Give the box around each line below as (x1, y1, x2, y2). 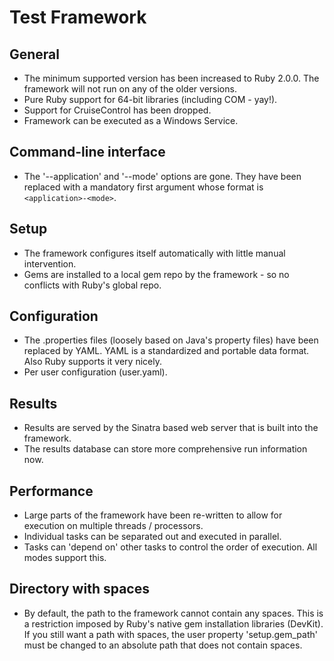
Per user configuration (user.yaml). (23, 366, 168, 378)
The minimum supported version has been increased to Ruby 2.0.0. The (23, 72, 320, 84)
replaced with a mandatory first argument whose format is (23, 181, 264, 193)
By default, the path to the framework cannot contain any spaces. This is (23, 607, 324, 619)
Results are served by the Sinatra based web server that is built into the (23, 422, 319, 434)
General (9, 46, 61, 63)
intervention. (23, 257, 77, 270)
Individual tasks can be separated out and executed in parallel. (23, 531, 282, 543)
